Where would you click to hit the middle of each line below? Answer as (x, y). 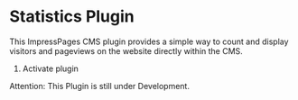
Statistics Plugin (72, 17)
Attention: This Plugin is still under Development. (99, 86)
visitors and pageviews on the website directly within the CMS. (126, 50)
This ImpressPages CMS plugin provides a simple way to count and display (149, 41)
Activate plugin (51, 68)
